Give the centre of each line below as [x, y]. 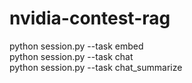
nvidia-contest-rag [90, 18]
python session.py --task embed [76, 46]
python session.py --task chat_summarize [96, 67]
